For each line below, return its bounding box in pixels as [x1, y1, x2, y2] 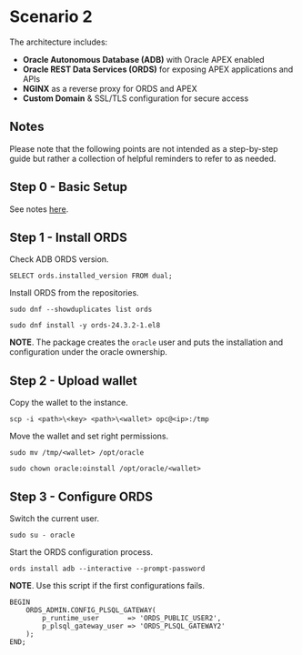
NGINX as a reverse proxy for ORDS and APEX [22, 83, 197, 94]
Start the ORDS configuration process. [9, 547, 153, 557]
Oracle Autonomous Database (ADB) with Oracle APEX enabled [22, 54, 266, 65]
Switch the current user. [9, 513, 100, 524]
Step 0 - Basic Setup [9, 179, 128, 195]
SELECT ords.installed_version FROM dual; [9, 271, 173, 281]
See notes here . [9, 203, 69, 215]
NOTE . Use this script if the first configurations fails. [9, 580, 206, 590]
